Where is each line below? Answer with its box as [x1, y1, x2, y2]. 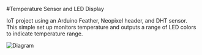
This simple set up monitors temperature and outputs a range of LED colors [6, 24, 196, 31]
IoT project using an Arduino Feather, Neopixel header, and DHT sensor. [6, 17, 188, 24]
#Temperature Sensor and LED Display [6, 5, 104, 12]
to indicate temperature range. [6, 30, 83, 37]
